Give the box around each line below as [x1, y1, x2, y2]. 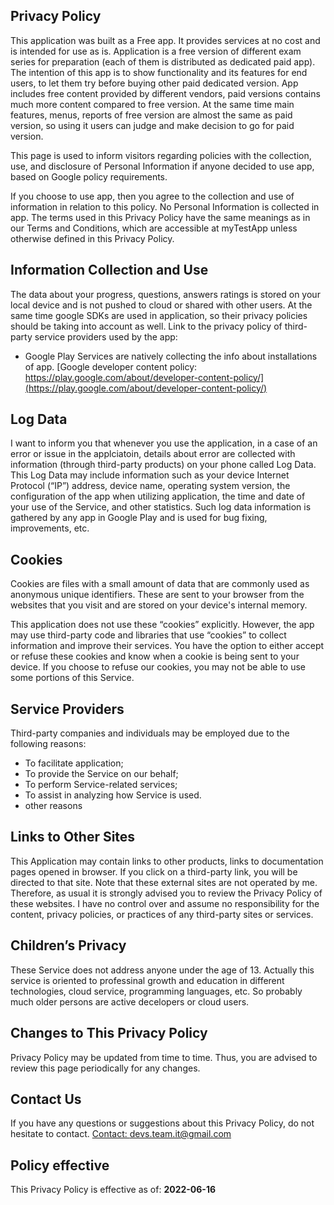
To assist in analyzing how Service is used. [24, 789, 202, 801]
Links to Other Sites [10, 829, 136, 846]
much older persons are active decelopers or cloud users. [10, 995, 250, 1008]
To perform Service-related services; [24, 779, 178, 791]
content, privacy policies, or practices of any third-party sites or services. [10, 908, 314, 920]
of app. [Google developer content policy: [24, 360, 198, 373]
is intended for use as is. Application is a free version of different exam [10, 45, 302, 57]
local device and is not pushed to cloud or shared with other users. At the [10, 299, 313, 311]
